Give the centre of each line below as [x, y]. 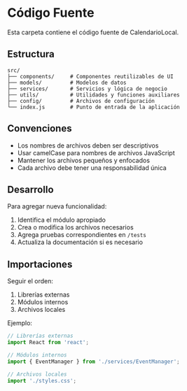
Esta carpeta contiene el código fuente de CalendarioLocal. [93, 32]
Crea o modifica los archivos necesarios [76, 227]
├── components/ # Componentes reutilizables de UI [90, 76]
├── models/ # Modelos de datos [67, 83]
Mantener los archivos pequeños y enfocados [84, 160]
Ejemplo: [20, 323]
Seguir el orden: [30, 281]
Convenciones [40, 128]
